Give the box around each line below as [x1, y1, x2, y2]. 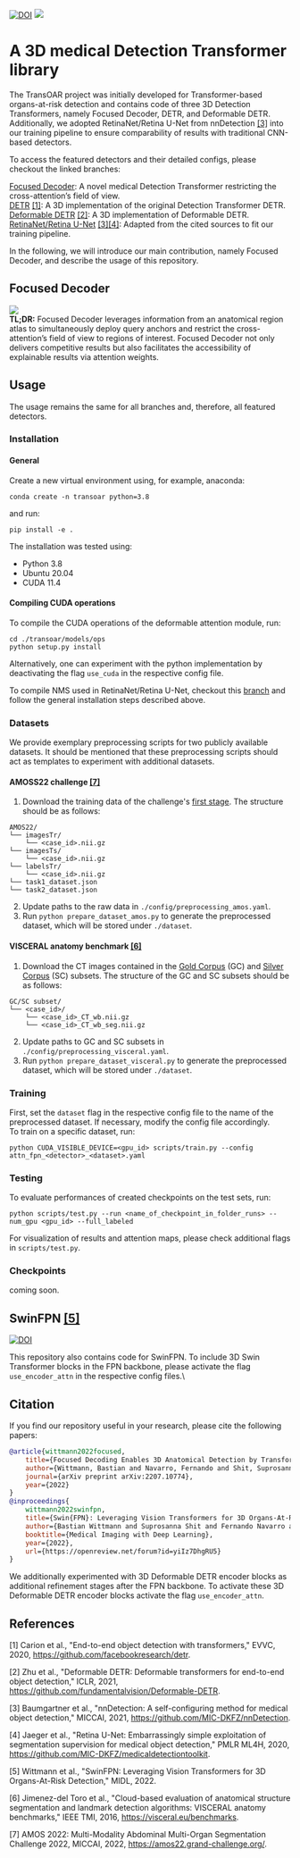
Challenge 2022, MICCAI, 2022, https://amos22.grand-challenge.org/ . [9, 1838, 268, 1849]
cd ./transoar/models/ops [9, 634, 105, 643]
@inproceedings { [9, 1497, 70, 1506]
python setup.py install [9, 642, 102, 651]
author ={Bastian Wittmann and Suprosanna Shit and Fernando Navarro [25, 1521, 286, 1531]
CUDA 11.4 [21, 577, 62, 588]
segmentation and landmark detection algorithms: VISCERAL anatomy [9, 1803, 266, 1813]
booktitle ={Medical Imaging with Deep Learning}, [25, 1530, 214, 1539]
